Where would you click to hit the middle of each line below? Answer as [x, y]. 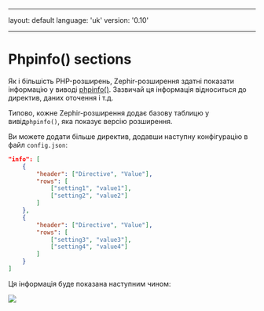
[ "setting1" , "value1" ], [91, 188]
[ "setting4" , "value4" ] [89, 247]
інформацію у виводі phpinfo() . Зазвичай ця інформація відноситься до [127, 89]
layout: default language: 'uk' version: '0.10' [79, 20]
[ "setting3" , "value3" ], [91, 240]
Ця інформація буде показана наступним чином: [90, 284]
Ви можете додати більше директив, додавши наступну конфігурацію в [128, 136]
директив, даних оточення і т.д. [61, 97]
